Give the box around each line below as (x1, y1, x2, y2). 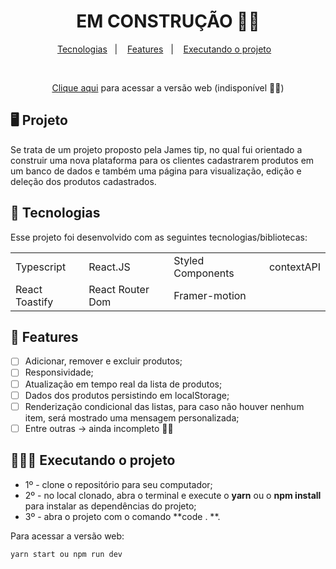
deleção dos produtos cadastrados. (10, 175, 157, 187)
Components (173, 266, 235, 280)
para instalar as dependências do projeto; (24, 500, 197, 512)
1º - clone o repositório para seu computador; (24, 478, 213, 490)
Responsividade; (24, 366, 94, 379)
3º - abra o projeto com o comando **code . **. (24, 510, 221, 522)
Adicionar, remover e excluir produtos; (24, 355, 183, 367)
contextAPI (268, 260, 321, 274)
